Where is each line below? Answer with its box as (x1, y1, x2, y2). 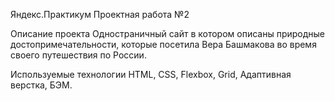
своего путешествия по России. (10, 49, 147, 61)
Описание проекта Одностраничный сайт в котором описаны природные (10, 28, 326, 39)
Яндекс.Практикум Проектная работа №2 (10, 9, 190, 20)
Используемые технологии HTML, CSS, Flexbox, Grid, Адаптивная (10, 69, 292, 80)
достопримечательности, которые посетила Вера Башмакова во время (10, 39, 317, 50)
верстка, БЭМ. (10, 79, 73, 91)
